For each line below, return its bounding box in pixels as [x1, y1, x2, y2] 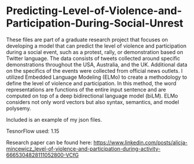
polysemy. [6, 105, 31, 112]
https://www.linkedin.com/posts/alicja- [93, 139, 188, 146]
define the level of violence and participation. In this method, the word [6, 79, 177, 86]
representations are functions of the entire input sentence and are [6, 86, 166, 93]
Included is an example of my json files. [6, 116, 102, 123]
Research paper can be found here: [6, 139, 93, 146]
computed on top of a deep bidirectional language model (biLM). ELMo [6, 92, 178, 99]
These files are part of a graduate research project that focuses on [6, 36, 168, 43]
